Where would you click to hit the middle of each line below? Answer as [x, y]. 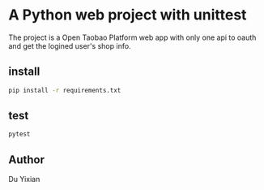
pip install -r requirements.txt [65, 90]
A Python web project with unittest [128, 15]
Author [26, 160]
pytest [19, 134]
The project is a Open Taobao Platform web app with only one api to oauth [132, 37]
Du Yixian [24, 179]
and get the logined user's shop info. [70, 45]
